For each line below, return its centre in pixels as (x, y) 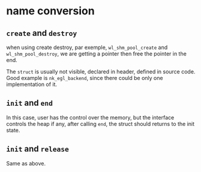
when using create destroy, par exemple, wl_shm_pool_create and (87, 47)
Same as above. (26, 163)
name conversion (50, 11)
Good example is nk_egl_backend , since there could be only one (85, 78)
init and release (37, 149)
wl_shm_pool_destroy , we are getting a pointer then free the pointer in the (97, 54)
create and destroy (42, 33)
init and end (29, 103)
